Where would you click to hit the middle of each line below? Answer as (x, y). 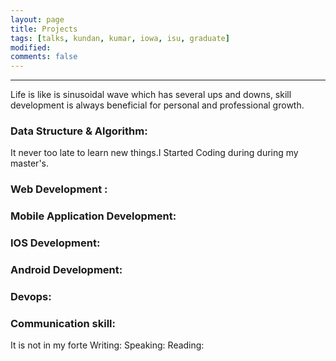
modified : (31, 47)
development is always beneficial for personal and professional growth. (157, 105)
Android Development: (66, 270)
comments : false (44, 57)
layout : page (37, 19)
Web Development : (59, 189)
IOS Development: (55, 243)
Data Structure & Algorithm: (79, 131)
